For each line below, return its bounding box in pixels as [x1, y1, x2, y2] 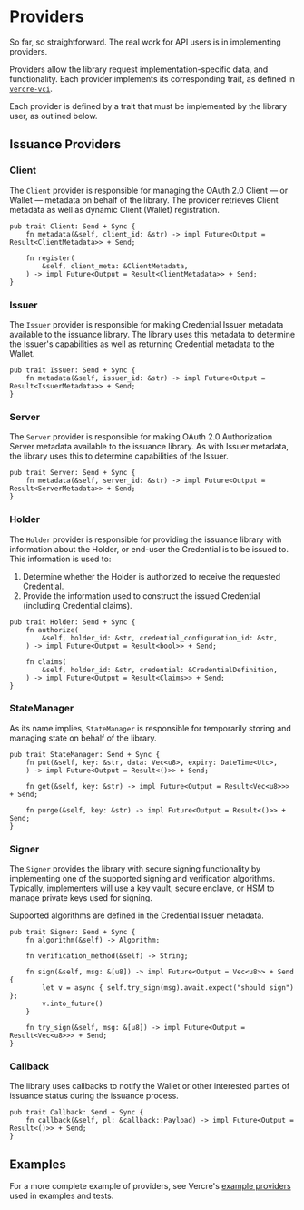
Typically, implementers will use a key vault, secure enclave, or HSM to [9, 882, 275, 893]
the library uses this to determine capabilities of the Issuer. [9, 450, 229, 461]
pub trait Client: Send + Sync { [9, 221, 136, 231]
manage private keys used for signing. [9, 892, 152, 903]
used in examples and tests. [9, 1190, 114, 1202]
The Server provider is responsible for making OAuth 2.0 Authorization [9, 431, 273, 442]
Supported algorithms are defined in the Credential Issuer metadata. [9, 910, 265, 921]
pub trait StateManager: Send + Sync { [9, 750, 161, 759]
